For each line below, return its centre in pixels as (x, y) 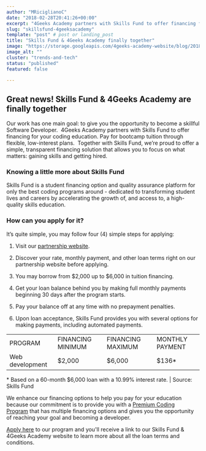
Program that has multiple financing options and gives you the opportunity (100, 411)
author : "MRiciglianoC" (37, 12)
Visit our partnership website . (52, 246)
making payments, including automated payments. (79, 325)
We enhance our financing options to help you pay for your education (94, 398)
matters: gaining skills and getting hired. (57, 156)
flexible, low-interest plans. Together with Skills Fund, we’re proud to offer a (103, 143)
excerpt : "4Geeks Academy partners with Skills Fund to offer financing (101, 23)
